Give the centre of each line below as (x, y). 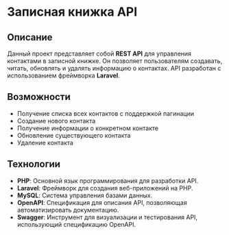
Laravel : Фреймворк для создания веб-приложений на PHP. (105, 188)
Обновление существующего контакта (74, 135)
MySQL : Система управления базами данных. (85, 195)
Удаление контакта (45, 143)
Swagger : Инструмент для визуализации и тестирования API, (107, 217)
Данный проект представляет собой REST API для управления (99, 53)
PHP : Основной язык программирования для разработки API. (108, 181)
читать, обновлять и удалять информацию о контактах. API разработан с (114, 68)
